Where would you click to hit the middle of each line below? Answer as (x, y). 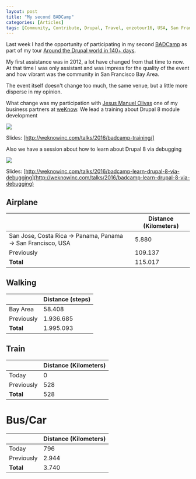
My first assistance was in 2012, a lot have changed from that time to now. (95, 62)
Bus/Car (26, 420)
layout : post (22, 11)
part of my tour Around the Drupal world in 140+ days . (71, 51)
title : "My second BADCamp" (40, 17)
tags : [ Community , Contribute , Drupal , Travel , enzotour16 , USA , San (92, 28)
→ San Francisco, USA (40, 243)
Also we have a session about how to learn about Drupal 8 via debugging (94, 149)
